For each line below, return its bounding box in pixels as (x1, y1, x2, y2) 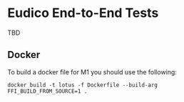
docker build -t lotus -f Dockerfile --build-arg (7, 81, 158, 89)
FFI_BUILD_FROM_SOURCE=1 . (7, 87, 88, 95)
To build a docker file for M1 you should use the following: (7, 67, 177, 76)
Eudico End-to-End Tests (7, 5, 159, 21)
